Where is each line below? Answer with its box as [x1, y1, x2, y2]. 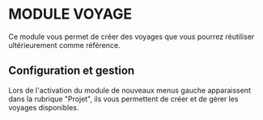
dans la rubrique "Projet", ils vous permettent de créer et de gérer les [8, 94, 239, 104]
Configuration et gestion [8, 64, 135, 78]
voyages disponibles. [8, 102, 79, 112]
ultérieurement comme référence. [8, 40, 121, 49]
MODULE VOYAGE [8, 5, 133, 24]
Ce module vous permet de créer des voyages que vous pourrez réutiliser [8, 32, 255, 41]
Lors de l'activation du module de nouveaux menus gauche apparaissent [8, 85, 251, 95]
